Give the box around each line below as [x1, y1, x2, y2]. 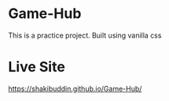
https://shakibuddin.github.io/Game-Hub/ [8, 84, 142, 93]
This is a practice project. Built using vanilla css [8, 31, 162, 40]
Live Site [8, 58, 65, 76]
